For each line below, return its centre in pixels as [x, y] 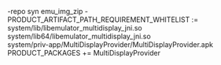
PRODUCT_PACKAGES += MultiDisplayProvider [84, 53]
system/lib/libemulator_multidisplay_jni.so [75, 28]
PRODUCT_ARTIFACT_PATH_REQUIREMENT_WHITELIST [99, 20]
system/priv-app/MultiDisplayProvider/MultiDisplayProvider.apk [110, 45]
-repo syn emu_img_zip [45, 11]
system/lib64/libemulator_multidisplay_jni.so [79, 36]
